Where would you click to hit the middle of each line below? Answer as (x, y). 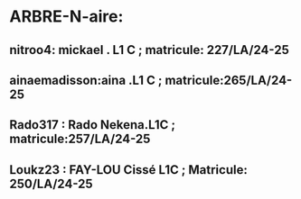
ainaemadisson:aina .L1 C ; (86, 80)
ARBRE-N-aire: (66, 17)
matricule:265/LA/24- (229, 80)
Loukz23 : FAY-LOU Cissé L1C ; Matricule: (129, 170)
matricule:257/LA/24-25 (80, 139)
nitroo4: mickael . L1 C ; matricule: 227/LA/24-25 (149, 50)
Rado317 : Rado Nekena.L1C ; (93, 125)
